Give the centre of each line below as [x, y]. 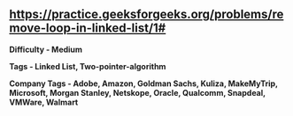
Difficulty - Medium [46, 49]
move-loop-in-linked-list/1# [88, 29]
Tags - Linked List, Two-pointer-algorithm [88, 66]
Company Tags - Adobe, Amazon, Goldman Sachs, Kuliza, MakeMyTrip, [144, 83]
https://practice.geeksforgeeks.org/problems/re [146, 14]
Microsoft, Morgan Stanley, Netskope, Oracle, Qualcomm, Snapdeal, [137, 92]
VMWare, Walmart [44, 102]
